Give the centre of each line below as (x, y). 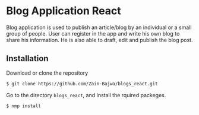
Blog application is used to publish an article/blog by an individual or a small (99, 27)
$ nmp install (24, 106)
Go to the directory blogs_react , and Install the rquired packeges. (86, 95)
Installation (27, 58)
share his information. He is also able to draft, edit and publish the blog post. (99, 40)
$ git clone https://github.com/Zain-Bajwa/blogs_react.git (82, 84)
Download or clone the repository (47, 73)
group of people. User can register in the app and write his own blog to (93, 33)
